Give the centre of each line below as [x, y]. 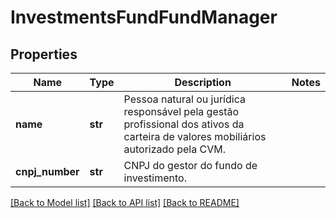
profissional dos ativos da [184, 124]
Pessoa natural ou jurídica [184, 99]
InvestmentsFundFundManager [144, 17]
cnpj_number [47, 171]
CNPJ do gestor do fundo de [190, 165]
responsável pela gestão [181, 111]
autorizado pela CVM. [174, 149]
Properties [44, 54]
